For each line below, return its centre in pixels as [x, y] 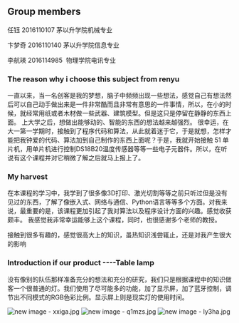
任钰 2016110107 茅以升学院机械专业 [60, 30]
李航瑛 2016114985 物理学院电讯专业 [62, 60]
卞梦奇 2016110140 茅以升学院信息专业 [63, 45]
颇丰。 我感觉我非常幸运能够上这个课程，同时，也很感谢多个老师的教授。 [114, 220]
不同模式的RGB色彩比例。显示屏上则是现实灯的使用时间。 [104, 297]
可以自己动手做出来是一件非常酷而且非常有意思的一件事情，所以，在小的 [119, 104]
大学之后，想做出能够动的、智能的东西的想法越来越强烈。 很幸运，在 [128, 122]
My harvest [28, 177]
